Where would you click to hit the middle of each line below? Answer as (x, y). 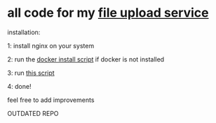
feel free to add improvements (51, 100)
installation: (24, 32)
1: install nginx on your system (51, 45)
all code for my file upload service (108, 13)
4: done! (19, 86)
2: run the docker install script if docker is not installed (86, 59)
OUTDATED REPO (33, 113)
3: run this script (31, 73)
